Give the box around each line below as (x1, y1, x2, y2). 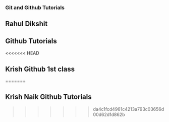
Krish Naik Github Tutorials (5, 93, 92, 101)
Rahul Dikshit (5, 20, 48, 28)
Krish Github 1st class (5, 65, 75, 73)
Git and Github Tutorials (5, 4, 65, 11)
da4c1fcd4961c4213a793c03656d (93, 106, 164, 112)
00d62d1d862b (93, 111, 125, 117)
